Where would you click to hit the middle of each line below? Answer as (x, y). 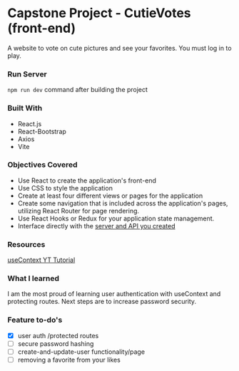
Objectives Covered (42, 165)
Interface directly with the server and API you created (96, 225)
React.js (30, 123)
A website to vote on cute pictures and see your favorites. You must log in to (119, 48)
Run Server (27, 74)
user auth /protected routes (58, 335)
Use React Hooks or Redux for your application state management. (116, 218)
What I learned (33, 278)
